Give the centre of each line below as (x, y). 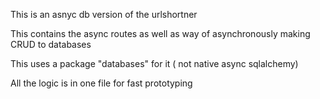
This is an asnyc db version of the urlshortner (104, 14)
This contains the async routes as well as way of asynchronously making (160, 33)
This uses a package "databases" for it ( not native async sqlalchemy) (154, 63)
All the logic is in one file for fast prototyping (101, 83)
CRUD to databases (51, 44)
